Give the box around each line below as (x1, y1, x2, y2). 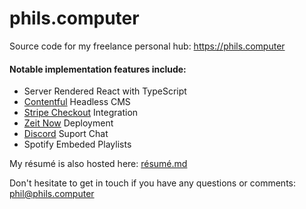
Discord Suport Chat (23, 128, 109, 140)
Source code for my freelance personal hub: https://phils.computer (9, 40, 286, 52)
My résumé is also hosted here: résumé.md (9, 158, 188, 170)
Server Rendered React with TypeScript (23, 85, 187, 97)
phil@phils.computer (9, 188, 95, 200)
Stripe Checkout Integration (23, 107, 139, 119)
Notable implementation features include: (9, 63, 187, 75)
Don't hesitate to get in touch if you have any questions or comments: (9, 177, 296, 189)
